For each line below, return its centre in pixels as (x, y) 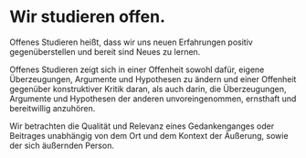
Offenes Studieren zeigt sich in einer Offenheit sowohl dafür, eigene (137, 69)
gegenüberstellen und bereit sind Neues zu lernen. (105, 51)
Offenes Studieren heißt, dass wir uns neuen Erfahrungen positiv (131, 42)
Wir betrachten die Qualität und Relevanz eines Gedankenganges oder (142, 126)
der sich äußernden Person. (62, 145)
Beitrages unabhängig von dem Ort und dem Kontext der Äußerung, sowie (149, 135)
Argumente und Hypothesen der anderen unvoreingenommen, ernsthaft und (153, 99)
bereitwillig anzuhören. (53, 108)
